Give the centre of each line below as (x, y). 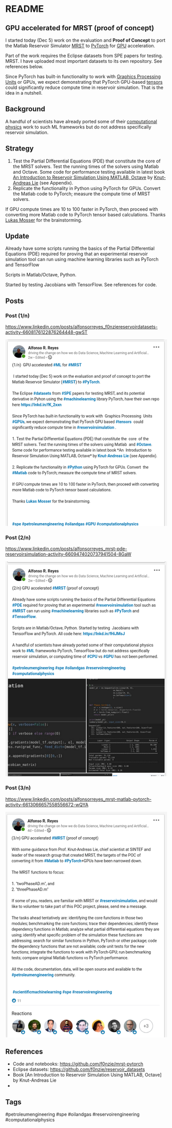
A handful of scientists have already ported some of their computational (81, 121)
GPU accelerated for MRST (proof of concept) (80, 28)
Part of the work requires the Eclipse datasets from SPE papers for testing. (84, 56)
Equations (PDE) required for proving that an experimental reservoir (77, 254)
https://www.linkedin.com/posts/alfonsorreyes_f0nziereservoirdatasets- (82, 327)
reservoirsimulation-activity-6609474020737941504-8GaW (69, 554)
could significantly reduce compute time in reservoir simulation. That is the (84, 87)
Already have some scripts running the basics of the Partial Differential (80, 248)
